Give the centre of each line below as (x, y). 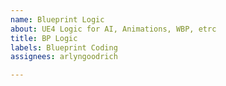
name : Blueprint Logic (57, 19)
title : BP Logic (44, 38)
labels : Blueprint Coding (64, 47)
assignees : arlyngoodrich (64, 57)
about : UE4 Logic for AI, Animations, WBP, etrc (113, 29)
